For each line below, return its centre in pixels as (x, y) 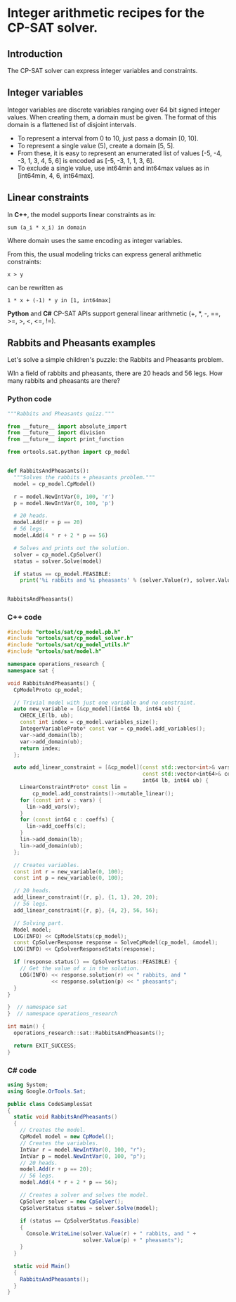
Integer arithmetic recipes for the (106, 13)
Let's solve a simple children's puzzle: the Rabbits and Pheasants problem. (116, 360)
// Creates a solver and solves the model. (85, 1195)
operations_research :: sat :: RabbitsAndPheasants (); (89, 1033)
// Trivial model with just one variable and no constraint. (105, 703)
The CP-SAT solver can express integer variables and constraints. (103, 71)
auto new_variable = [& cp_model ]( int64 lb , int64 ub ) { (97, 709)
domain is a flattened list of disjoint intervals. (72, 124)
